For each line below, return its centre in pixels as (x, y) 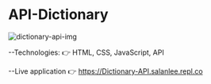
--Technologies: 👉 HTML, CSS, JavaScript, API (86, 52)
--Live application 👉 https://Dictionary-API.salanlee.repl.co (106, 71)
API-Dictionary (58, 15)
